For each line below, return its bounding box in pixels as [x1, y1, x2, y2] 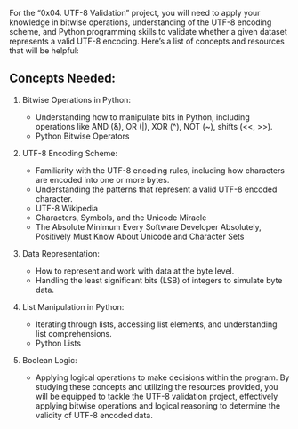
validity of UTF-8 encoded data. [35, 409, 153, 420]
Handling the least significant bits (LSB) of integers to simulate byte [35, 274, 283, 285]
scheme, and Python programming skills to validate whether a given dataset [9, 27, 287, 36]
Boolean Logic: [21, 354, 77, 365]
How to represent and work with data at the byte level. [35, 266, 235, 276]
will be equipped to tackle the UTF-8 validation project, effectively [35, 391, 278, 401]
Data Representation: [21, 248, 100, 258]
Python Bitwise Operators [35, 131, 130, 141]
